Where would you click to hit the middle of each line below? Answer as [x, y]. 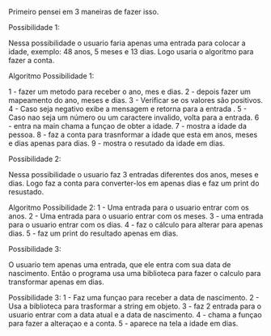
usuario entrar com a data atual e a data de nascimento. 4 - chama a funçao [135, 315]
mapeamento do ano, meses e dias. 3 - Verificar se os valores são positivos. [135, 100]
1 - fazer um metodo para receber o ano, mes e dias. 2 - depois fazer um [129, 91]
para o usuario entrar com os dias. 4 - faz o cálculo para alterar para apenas [136, 225]
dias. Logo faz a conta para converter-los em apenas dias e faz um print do [134, 183]
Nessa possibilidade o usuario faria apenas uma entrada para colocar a [127, 43]
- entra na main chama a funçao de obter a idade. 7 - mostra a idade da [127, 126]
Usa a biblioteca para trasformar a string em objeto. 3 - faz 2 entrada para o [135, 306]
